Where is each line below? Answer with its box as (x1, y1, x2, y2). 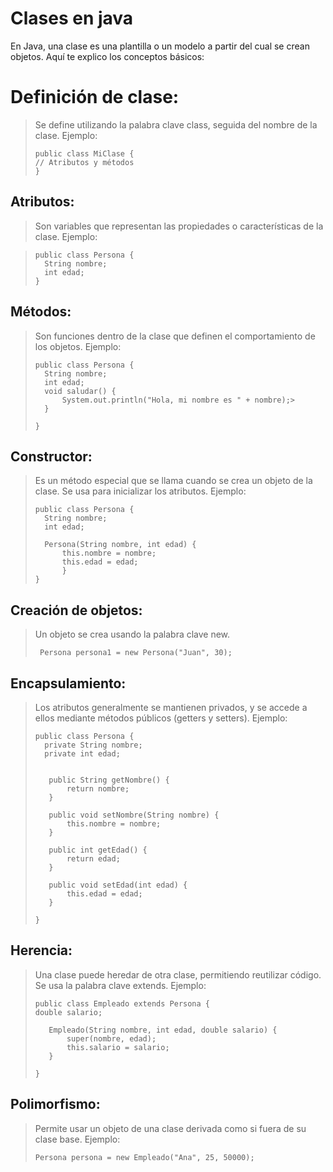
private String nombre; (44, 740, 143, 750)
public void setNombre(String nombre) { (48, 810, 220, 820)
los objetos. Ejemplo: (34, 340, 122, 352)
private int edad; (44, 748, 121, 759)
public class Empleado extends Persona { (34, 998, 210, 1009)
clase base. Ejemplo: (34, 1133, 121, 1145)
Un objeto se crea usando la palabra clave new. (34, 628, 231, 641)
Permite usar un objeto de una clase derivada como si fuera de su (34, 1122, 307, 1134)
